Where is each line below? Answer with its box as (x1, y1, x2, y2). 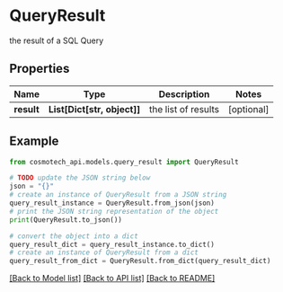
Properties (9, 61, 70, 76)
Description (158, 87, 210, 100)
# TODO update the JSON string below (9, 173, 151, 182)
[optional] (227, 102, 270, 115)
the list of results (148, 102, 220, 115)
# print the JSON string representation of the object (9, 207, 219, 216)
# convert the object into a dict (9, 231, 139, 241)
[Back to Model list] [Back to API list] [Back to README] (9, 273, 216, 284)
